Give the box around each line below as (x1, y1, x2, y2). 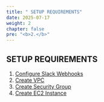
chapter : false (6, 25, 45, 32)
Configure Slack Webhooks (15, 70, 83, 77)
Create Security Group (15, 83, 71, 90)
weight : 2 (6, 20, 31, 26)
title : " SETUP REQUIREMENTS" (6, 8, 83, 15)
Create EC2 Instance (15, 89, 67, 97)
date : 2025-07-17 (6, 15, 50, 21)
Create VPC (15, 76, 45, 84)
